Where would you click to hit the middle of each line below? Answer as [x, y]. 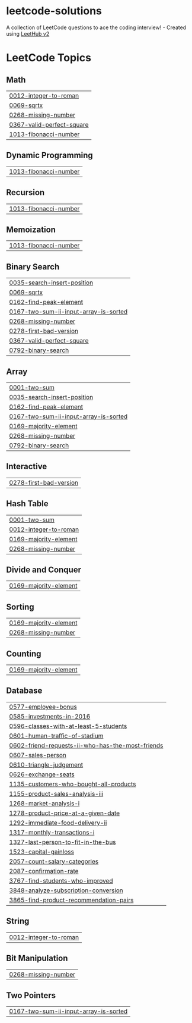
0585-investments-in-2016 [50, 716]
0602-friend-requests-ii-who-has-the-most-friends [86, 745]
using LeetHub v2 [28, 33]
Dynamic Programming [49, 156]
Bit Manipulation [37, 958]
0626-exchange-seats [42, 774]
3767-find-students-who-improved [61, 880]
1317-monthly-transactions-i [52, 832]
